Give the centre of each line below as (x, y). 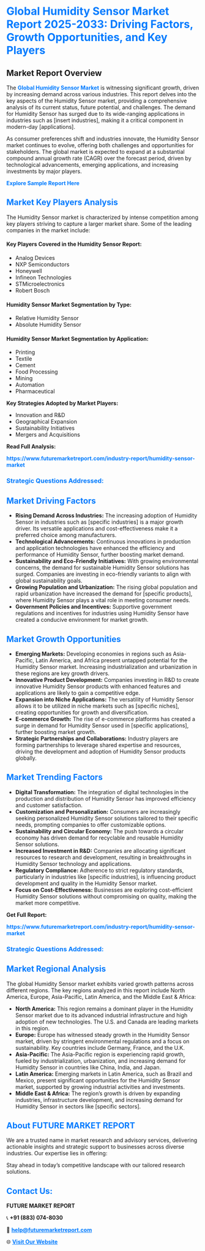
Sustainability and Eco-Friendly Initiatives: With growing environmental (107, 561)
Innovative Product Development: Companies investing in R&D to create (107, 679)
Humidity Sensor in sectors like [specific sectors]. (78, 1106)
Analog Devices (35, 258)
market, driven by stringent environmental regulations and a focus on (102, 1041)
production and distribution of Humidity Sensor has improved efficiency (105, 798)
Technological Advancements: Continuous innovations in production (103, 541)
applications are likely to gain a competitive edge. (78, 693)
